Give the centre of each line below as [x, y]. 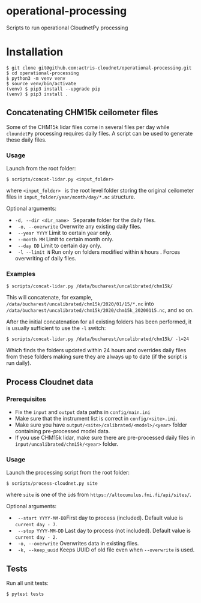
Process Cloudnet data [50, 382]
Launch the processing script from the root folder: [68, 473]
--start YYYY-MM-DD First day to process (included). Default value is [100, 518]
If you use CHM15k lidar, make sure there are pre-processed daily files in [105, 437]
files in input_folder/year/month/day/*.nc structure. [71, 197]
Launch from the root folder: [41, 168]
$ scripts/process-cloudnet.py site [52, 484]
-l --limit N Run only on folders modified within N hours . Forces [99, 252]
